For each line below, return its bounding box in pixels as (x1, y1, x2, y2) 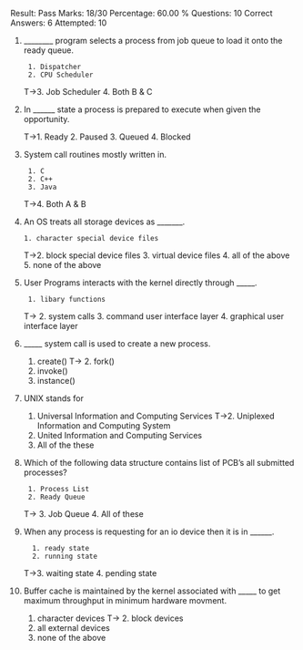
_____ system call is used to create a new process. (23, 338, 211, 349)
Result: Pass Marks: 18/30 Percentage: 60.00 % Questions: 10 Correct (10, 8, 273, 18)
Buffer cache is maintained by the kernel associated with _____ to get (23, 585, 281, 596)
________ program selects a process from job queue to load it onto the (23, 36, 283, 46)
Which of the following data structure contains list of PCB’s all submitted (23, 458, 295, 468)
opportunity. (23, 114, 70, 124)
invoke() (36, 366, 68, 377)
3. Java (27, 182, 57, 191)
